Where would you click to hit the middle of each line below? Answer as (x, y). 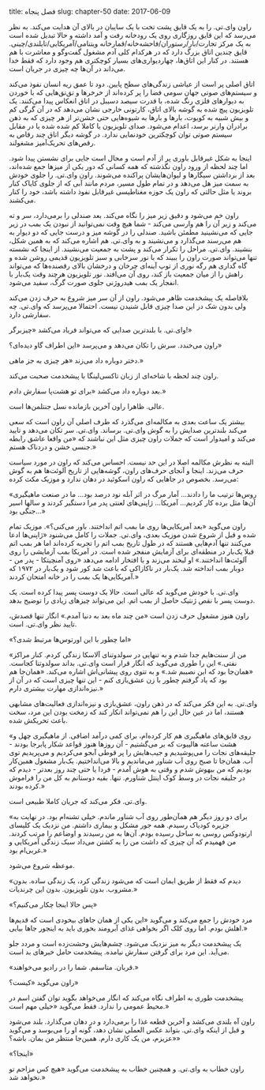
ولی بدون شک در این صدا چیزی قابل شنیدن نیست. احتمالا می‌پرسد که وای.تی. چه (128, 306)
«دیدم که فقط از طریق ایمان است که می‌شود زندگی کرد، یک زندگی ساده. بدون (125, 881)
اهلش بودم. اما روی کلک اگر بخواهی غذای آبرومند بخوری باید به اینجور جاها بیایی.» (128, 928)
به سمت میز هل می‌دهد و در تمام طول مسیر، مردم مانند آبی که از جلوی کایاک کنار (129, 183)
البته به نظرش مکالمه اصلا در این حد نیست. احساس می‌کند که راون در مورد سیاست (132, 462)
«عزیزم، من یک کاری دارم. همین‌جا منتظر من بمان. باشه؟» (95, 1038)
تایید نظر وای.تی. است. (43, 624)
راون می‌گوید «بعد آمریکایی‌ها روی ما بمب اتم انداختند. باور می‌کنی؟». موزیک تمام (128, 526)
